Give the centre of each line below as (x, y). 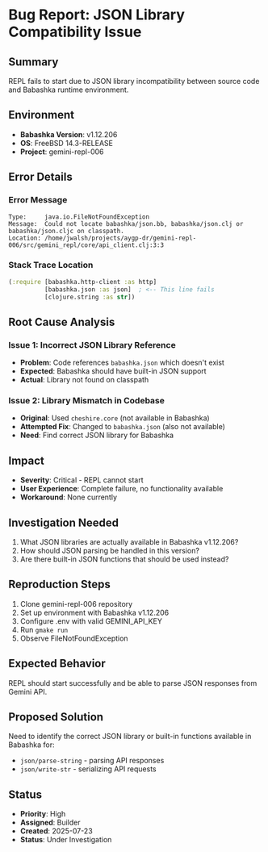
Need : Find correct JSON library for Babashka (97, 435)
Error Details (40, 177)
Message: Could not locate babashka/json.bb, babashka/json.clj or (126, 223)
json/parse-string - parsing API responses (92, 761)
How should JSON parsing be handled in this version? (110, 551)
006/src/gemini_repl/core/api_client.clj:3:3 (86, 245)
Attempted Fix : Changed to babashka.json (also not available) (123, 427)
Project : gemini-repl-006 (62, 152)
